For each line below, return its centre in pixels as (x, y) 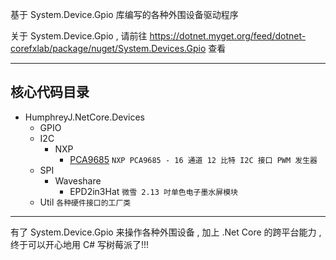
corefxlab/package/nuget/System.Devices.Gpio (108, 48)
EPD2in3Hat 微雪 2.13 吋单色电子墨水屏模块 (153, 191)
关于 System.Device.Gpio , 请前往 (79, 36)
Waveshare (78, 180)
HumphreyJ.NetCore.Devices (85, 117)
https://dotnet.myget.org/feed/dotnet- (228, 36)
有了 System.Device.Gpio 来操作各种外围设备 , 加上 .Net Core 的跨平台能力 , (166, 232)
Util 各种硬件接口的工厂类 (85, 202)
